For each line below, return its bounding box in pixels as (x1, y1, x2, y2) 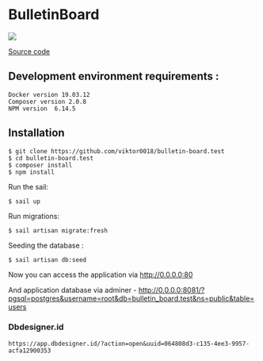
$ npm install (8, 168, 55, 176)
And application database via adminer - (8, 285, 137, 294)
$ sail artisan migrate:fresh (8, 226, 109, 235)
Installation (8, 126, 65, 140)
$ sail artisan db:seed (8, 255, 87, 263)
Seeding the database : (8, 240, 85, 250)
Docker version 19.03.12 (8, 90, 90, 98)
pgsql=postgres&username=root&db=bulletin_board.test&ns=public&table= (8, 294, 255, 303)
